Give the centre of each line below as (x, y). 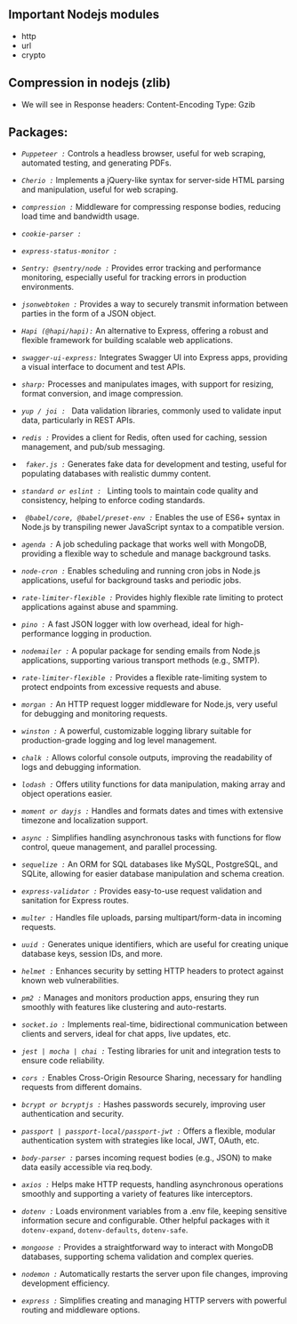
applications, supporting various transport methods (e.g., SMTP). (140, 661)
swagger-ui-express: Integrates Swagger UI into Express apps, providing (154, 357)
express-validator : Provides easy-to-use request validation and (141, 891)
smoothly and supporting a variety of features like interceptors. (137, 1194)
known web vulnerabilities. (70, 981)
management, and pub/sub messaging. (93, 447)
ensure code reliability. (63, 1061)
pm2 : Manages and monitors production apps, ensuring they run (140, 998)
